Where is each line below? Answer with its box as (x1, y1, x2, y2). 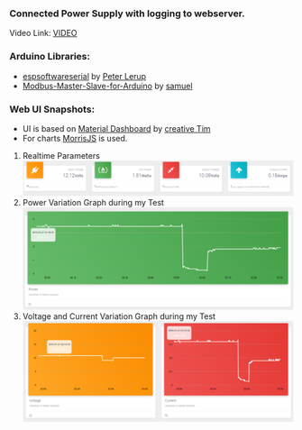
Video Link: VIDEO (9, 28, 78, 39)
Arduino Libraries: (9, 50, 90, 63)
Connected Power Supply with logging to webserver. (9, 7, 245, 20)
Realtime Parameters (22, 150, 101, 160)
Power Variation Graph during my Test (22, 197, 165, 208)
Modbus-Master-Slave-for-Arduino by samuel (22, 80, 193, 91)
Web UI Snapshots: (9, 103, 96, 115)
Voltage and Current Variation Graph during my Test (22, 310, 216, 322)
